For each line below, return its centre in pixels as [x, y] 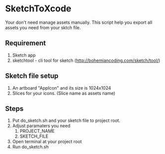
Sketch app [24, 55]
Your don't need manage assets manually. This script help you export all [79, 22]
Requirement [26, 43]
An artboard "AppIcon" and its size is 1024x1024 [62, 88]
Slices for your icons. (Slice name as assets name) [64, 93]
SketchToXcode [38, 9]
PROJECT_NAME [37, 131]
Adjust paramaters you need [41, 126]
